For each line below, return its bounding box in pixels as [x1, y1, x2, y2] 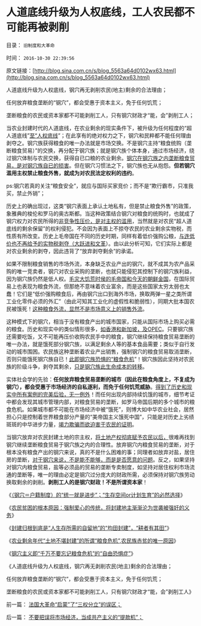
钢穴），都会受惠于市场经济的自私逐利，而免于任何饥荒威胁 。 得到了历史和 [6, 383, 187, 390]
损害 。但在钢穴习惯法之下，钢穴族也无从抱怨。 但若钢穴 [58, 161, 195, 169]
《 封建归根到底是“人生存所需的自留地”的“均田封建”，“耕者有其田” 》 [6, 524, 172, 531]
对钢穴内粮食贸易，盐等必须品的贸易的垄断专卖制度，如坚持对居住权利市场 [6, 463, 190, 471]
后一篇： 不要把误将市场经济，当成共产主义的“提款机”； [6, 613, 144, 621]
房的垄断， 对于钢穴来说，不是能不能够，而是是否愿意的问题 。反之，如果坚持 [6, 456, 195, 463]
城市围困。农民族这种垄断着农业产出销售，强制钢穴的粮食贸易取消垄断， [16, 348, 195, 355]
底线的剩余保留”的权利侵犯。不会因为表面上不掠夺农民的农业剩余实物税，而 [6, 224, 193, 232]
